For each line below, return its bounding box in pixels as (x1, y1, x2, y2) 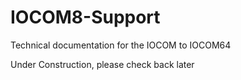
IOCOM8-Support (10, 6, 161, 29)
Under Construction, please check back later (10, 58, 195, 70)
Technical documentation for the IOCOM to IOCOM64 (10, 39, 232, 51)
